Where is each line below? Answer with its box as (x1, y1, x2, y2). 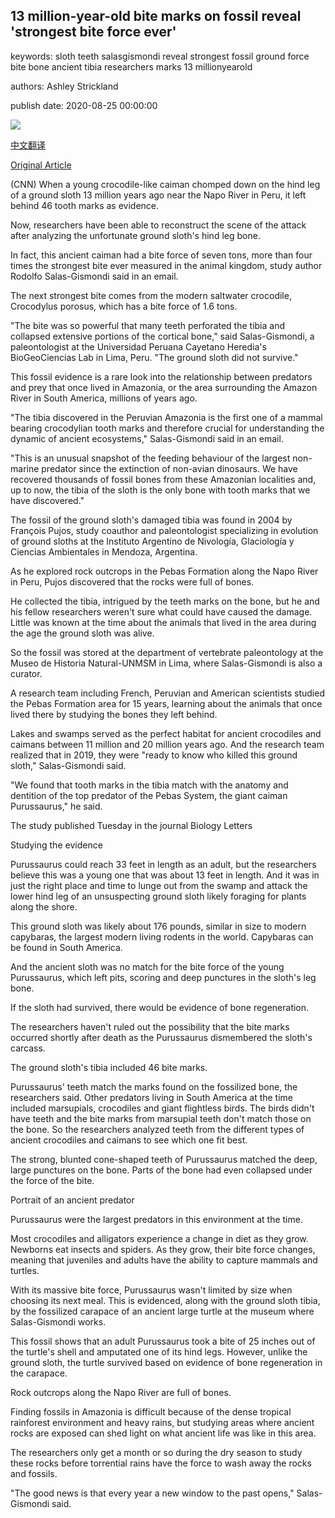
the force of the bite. (10, 1174, 95, 1186)
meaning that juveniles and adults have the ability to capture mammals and (10, 1254, 318, 1266)
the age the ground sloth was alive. (10, 627, 155, 639)
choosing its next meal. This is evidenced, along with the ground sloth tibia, (10, 1294, 321, 1306)
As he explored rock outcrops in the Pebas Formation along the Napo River (10, 565, 319, 577)
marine (10, 462, 40, 474)
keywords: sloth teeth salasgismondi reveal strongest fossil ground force (10, 50, 310, 62)
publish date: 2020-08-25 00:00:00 (10, 99, 158, 111)
